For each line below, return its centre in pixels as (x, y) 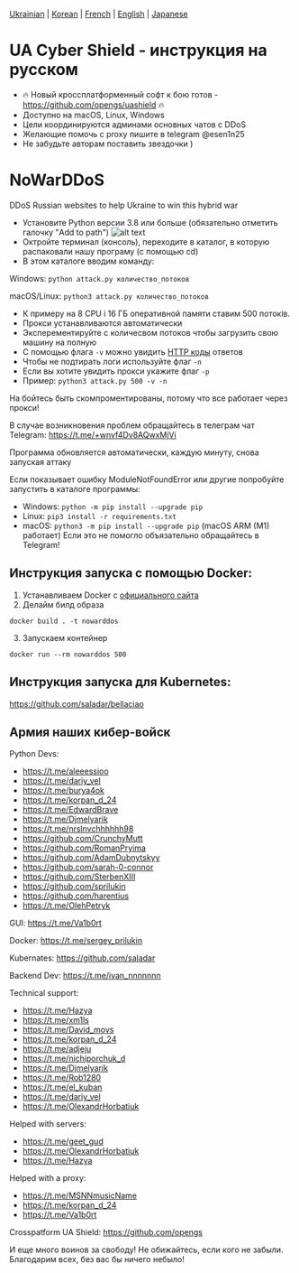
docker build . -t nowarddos (64, 621)
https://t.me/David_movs (68, 1030)
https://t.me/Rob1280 (62, 1078)
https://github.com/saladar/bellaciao (77, 703)
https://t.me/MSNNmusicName (80, 1195)
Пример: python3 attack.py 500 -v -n (95, 380)
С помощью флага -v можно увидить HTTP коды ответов (132, 351)
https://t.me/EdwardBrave (70, 810)
